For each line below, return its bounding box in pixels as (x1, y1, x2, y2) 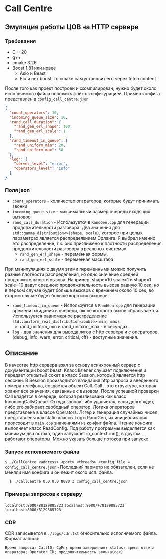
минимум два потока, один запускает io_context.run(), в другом (5, 430, 141, 436)
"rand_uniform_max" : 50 (14, 147, 64, 152)
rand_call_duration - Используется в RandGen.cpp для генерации (12, 219, 149, 225)
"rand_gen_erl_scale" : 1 (14, 129, 66, 134)
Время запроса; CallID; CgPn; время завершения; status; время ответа (5, 545, 155, 550)
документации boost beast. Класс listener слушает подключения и (5, 367, 147, 373)
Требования (5, 38, 36, 45)
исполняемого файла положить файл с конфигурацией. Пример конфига (5, 90, 160, 96)
